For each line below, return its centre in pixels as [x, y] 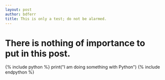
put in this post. [38, 53]
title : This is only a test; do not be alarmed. [56, 19]
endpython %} [20, 72]
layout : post [18, 10]
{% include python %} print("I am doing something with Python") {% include [82, 67]
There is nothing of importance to [75, 43]
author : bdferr [21, 14]
